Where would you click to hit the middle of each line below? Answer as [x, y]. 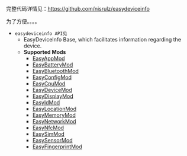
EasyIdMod [46, 102]
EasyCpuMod [49, 84]
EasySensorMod [52, 140]
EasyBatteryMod [53, 65]
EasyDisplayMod [53, 96]
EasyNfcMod [48, 128]
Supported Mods [45, 52]
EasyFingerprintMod [57, 147]
